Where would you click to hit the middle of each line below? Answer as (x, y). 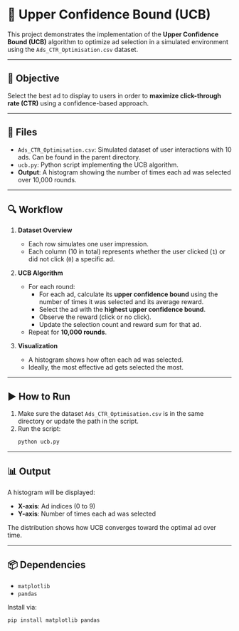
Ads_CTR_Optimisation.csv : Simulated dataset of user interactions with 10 (124, 150)
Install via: (22, 607)
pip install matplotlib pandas (54, 620)
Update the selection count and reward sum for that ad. (120, 325)
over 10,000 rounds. (47, 179)
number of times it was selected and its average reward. (121, 302)
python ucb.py (38, 442)
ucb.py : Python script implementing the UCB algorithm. (98, 165)
